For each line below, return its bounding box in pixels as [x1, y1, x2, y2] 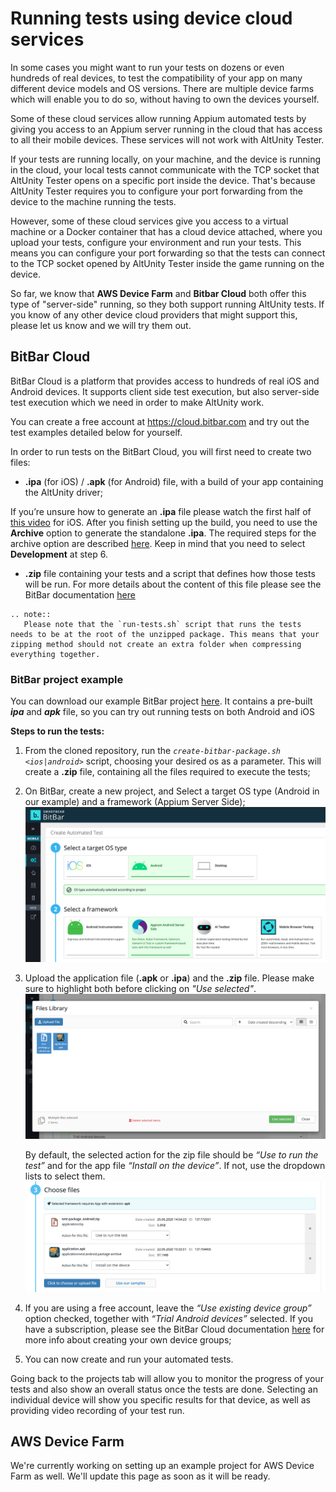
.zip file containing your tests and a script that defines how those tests [24, 567, 316, 579]
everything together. [10, 649, 101, 659]
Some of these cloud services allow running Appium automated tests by [10, 112, 307, 124]
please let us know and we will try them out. [10, 319, 192, 331]
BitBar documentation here [24, 588, 136, 601]
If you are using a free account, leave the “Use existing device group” [24, 1302, 312, 1314]
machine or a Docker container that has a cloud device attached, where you [10, 225, 323, 237]
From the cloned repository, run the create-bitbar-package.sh [24, 745, 281, 757]
